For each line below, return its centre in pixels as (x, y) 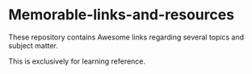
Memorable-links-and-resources (122, 15)
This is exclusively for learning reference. (77, 61)
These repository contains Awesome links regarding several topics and (126, 37)
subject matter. (34, 45)
